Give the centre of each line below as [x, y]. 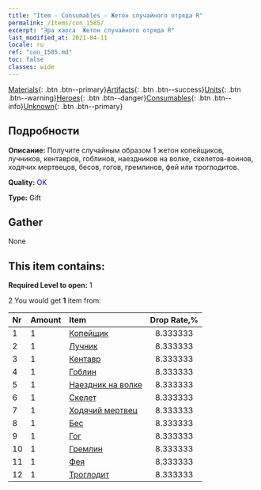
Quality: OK [28, 182]
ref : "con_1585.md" [40, 52]
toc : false [26, 60]
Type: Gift [25, 198]
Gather [26, 222]
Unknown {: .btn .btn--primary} [73, 106]
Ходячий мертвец [103, 410]
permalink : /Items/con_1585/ [56, 23]
